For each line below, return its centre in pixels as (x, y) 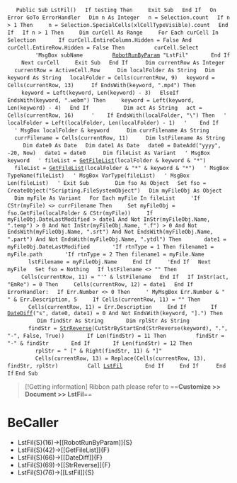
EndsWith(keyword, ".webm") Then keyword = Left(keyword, (101, 101)
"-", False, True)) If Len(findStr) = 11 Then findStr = (116, 336)
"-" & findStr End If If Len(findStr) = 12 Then (100, 343)
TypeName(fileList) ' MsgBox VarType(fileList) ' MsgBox (98, 176)
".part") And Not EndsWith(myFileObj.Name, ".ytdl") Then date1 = (117, 239)
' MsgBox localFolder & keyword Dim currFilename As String (112, 130)
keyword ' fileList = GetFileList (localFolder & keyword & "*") (107, 161)
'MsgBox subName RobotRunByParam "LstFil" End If (133, 55)
